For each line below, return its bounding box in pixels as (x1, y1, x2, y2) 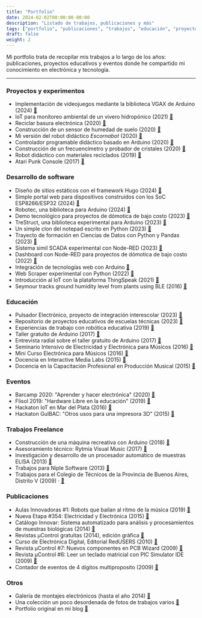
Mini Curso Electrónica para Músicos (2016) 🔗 (14, 350, 129, 357)
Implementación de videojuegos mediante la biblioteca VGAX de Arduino (14, 100, 195, 108)
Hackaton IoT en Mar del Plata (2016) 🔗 (14, 404, 112, 411)
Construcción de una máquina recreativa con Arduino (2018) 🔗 (14, 439, 170, 446)
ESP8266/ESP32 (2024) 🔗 (14, 199, 80, 206)
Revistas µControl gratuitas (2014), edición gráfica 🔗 (14, 531, 145, 539)
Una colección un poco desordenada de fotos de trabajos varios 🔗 (14, 599, 180, 606)
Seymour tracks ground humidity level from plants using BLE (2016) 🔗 (14, 282, 188, 289)
